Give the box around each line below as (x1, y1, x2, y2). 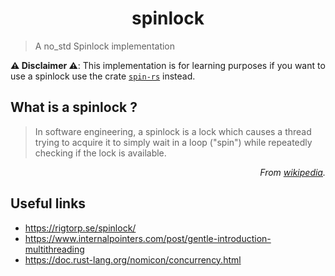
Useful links (10, 195, 87, 212)
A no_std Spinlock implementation (34, 40, 176, 52)
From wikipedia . (259, 166, 326, 178)
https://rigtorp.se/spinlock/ (24, 222, 137, 234)
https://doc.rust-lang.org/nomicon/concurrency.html (24, 253, 242, 266)
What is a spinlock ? (10, 99, 138, 116)
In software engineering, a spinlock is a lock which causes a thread (34, 125, 312, 137)
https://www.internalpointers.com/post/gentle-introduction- (24, 232, 272, 244)
